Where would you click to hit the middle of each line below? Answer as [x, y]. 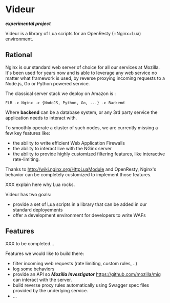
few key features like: [28, 133]
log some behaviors [34, 269]
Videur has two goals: [28, 194]
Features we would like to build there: [45, 253]
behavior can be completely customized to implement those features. [79, 174]
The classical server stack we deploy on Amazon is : [61, 94]
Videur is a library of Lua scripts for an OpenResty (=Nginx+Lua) [73, 33]
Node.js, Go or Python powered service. [48, 83]
